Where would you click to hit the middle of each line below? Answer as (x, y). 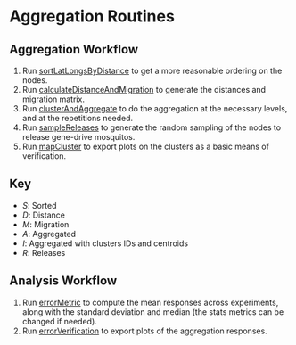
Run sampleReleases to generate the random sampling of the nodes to (152, 127)
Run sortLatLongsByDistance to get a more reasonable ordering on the (152, 70)
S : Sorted (39, 205)
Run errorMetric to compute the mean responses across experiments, (150, 302)
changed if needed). (60, 321)
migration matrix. (53, 99)
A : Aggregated (49, 234)
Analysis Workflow (63, 281)
